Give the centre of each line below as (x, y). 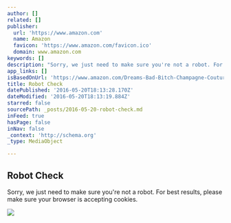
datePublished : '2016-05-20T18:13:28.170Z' (70, 90)
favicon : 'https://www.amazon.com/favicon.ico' (83, 45)
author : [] (23, 13)
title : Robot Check (35, 84)
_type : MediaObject (35, 142)
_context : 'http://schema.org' (52, 135)
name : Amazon (32, 39)
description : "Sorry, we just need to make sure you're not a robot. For (115, 65)
